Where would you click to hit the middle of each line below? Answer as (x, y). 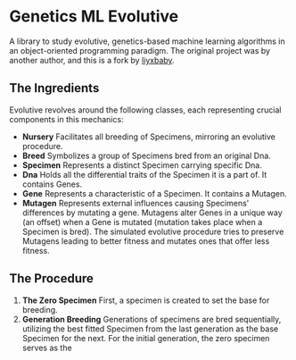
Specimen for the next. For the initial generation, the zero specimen (146, 338)
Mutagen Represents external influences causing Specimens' (136, 203)
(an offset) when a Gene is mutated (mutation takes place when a (142, 222)
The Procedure (51, 279)
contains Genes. (52, 184)
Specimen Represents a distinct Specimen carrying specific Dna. (142, 165)
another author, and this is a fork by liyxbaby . (92, 60)
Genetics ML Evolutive (94, 17)
